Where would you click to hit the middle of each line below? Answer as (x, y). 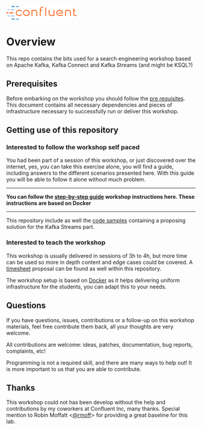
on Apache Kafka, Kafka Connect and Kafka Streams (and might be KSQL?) (100, 65)
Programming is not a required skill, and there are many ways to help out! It (99, 363)
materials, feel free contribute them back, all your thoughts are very (90, 326)
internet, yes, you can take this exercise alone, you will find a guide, (90, 167)
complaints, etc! (26, 351)
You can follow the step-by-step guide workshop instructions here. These (101, 197)
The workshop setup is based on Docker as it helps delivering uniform (93, 280)
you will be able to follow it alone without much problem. (76, 179)
